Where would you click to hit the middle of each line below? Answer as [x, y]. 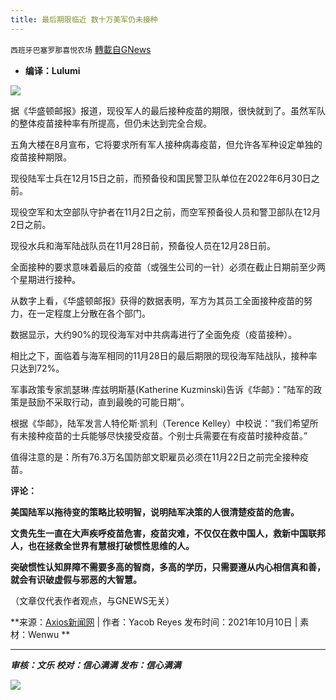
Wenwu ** [49, 634]
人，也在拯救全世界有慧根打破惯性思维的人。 [102, 545]
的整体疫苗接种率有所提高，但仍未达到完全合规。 [111, 123]
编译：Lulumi [52, 70]
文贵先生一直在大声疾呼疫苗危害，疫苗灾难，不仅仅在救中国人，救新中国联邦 [168, 533]
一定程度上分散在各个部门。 [93, 313]
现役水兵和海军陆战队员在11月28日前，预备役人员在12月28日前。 [143, 245]
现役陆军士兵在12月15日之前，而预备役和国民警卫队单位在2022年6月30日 [161, 178]
